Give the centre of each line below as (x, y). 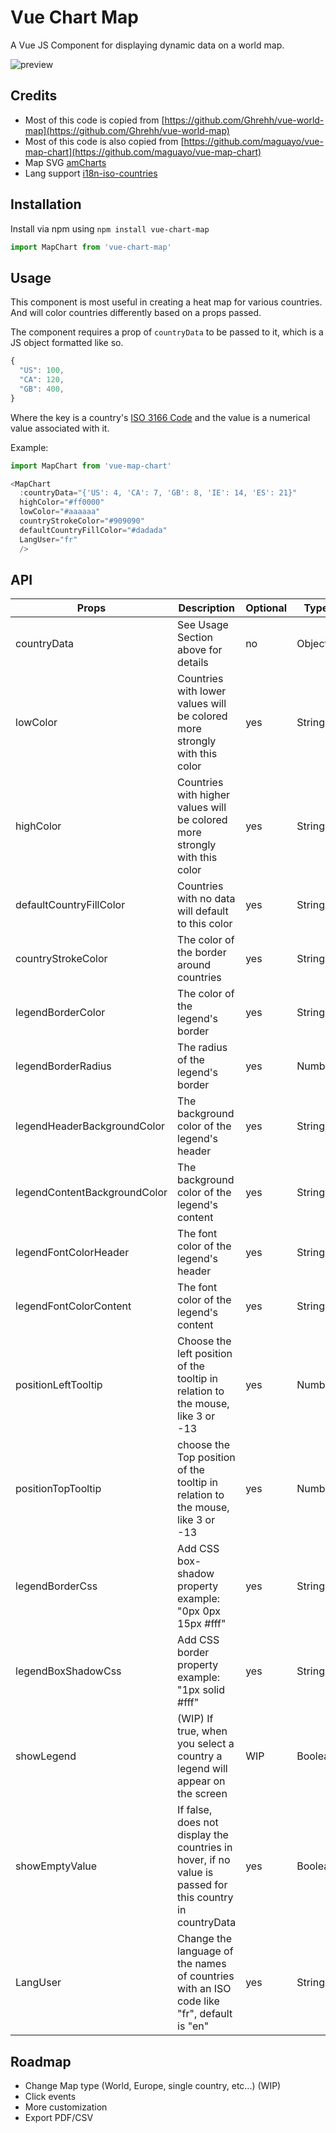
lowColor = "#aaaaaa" (60, 512)
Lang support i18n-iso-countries (91, 173)
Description (206, 608)
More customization (66, 2107)
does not (198, 1823)
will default (203, 911)
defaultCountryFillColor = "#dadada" (93, 530)
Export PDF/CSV (59, 2118)
